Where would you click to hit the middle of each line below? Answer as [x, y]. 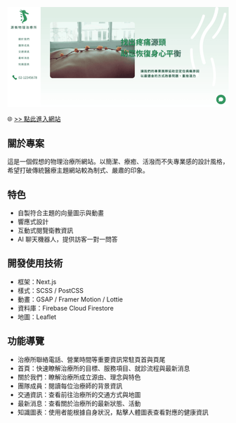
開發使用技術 [35, 263]
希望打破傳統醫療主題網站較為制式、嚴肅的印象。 [78, 170]
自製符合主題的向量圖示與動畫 [60, 213]
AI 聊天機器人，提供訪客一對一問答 [67, 240]
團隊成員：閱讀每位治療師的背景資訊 [70, 386]
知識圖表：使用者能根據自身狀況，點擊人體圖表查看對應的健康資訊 [113, 412]
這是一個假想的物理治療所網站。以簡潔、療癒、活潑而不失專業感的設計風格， [118, 162]
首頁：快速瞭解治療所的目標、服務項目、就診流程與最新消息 [104, 368]
